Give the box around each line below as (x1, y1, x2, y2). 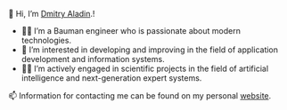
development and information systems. (20, 54, 166, 64)
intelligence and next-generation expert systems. (20, 73, 202, 83)
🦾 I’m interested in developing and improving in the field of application (20, 44, 278, 55)
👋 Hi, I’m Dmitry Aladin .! (8, 9, 95, 19)
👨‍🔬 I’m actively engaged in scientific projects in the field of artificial (20, 63, 269, 74)
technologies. (20, 35, 72, 45)
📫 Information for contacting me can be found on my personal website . (8, 90, 272, 101)
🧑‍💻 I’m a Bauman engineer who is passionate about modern (20, 26, 242, 35)
